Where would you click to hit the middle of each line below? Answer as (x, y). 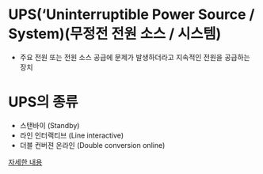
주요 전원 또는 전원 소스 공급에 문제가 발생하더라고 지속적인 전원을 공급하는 (135, 57)
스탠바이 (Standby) (50, 125)
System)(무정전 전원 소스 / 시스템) (115, 34)
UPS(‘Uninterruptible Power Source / (131, 15)
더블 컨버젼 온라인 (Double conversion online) (92, 145)
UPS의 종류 (43, 102)
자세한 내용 (25, 162)
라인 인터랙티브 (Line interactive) (72, 135)
